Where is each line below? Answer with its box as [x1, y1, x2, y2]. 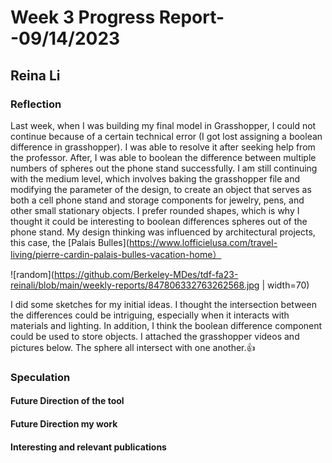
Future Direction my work [10, 417, 118, 430]
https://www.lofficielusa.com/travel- [128, 236, 278, 248]
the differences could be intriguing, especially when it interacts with [10, 309, 290, 321]
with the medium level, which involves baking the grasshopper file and [10, 172, 301, 185]
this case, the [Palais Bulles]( [10, 236, 130, 248]
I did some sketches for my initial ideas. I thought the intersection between [10, 298, 317, 310]
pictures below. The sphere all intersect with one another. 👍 [10, 341, 256, 353]
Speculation [10, 370, 71, 384]
